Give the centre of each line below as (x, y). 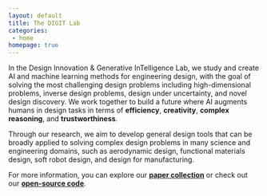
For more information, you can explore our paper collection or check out (128, 175)
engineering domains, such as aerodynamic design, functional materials (127, 151)
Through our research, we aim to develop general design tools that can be (130, 134)
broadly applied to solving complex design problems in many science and (130, 143)
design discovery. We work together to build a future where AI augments (128, 102)
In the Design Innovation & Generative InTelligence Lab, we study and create (134, 68)
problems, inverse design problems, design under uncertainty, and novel (128, 93)
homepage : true (34, 45)
